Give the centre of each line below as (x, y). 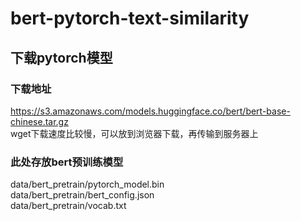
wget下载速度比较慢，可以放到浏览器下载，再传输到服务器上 (134, 133)
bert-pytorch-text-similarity (130, 18)
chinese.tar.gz (39, 121)
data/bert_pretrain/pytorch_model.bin (87, 184)
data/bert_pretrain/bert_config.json (82, 195)
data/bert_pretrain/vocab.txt (68, 206)
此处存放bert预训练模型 (67, 162)
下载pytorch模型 (61, 57)
